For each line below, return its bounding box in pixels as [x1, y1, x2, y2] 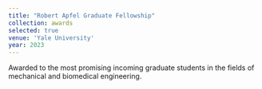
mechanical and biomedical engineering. [8, 72, 142, 81]
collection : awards [8, 19, 73, 27]
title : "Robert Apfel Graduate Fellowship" [8, 11, 156, 20]
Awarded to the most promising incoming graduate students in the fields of [8, 63, 255, 72]
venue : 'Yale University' [8, 33, 94, 42]
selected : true [8, 26, 59, 34]
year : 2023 [8, 41, 45, 49]
